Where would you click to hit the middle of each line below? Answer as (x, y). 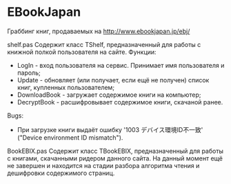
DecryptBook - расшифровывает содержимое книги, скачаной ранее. (120, 102)
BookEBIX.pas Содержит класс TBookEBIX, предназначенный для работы (115, 151)
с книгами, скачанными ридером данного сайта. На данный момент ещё (115, 158)
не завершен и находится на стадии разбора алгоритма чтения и (103, 165)
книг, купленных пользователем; (66, 87)
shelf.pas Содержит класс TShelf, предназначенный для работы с (104, 44)
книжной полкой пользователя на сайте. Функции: (82, 52)
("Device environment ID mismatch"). (70, 137)
